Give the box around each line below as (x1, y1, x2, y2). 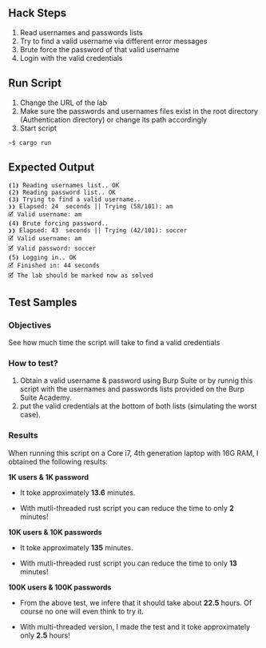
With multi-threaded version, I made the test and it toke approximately (19, 622, 251, 631)
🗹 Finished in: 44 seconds (8, 262, 100, 270)
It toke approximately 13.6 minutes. (19, 488, 136, 497)
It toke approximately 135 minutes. (19, 542, 133, 552)
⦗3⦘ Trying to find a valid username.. (8, 195, 141, 203)
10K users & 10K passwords (8, 527, 102, 537)
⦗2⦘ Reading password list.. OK (8, 188, 116, 197)
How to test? (8, 358, 58, 369)
